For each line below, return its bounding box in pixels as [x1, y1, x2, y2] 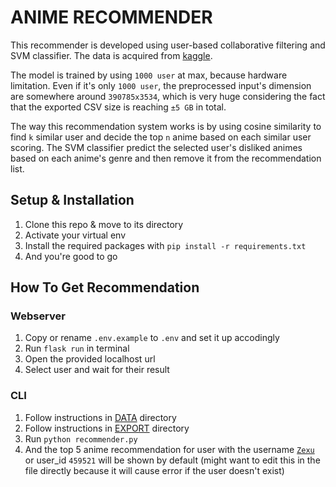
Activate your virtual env [24, 229, 126, 241]
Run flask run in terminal [24, 342, 130, 355]
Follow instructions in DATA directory [24, 411, 177, 423]
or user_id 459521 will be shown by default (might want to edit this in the [24, 454, 321, 466]
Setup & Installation [10, 192, 135, 209]
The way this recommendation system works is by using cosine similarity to [10, 120, 322, 132]
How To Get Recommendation [10, 279, 200, 296]
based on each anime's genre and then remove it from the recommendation [10, 152, 322, 164]
